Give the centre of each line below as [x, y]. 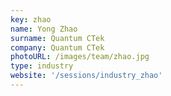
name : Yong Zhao [44, 29]
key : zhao [31, 19]
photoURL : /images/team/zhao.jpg [80, 57]
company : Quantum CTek [57, 47]
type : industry [42, 66]
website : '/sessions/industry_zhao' [86, 76]
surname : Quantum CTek [57, 38]
